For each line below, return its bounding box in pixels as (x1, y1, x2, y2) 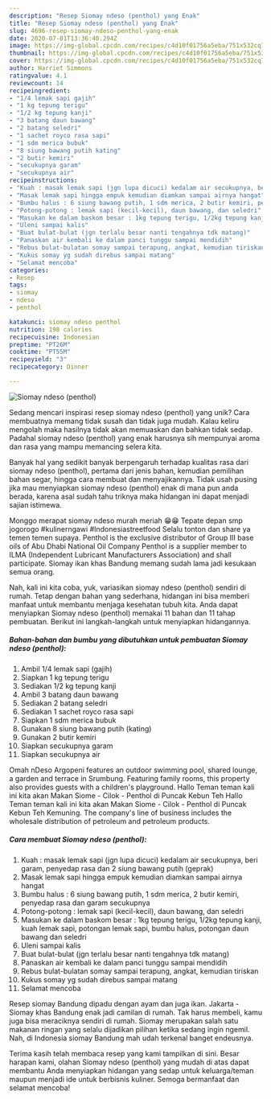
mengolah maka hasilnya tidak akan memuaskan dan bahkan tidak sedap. (9, 424, 253, 434)
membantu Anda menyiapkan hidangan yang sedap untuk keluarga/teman (9, 1065, 254, 1075)
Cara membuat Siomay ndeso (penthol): (9, 834, 147, 845)
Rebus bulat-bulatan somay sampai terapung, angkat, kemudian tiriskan (20, 966, 259, 976)
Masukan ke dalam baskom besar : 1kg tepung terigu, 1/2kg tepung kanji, (20, 915, 262, 924)
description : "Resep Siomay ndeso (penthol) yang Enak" (9, 11, 200, 20)
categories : (9, 266, 49, 274)
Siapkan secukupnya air (20, 749, 101, 759)
